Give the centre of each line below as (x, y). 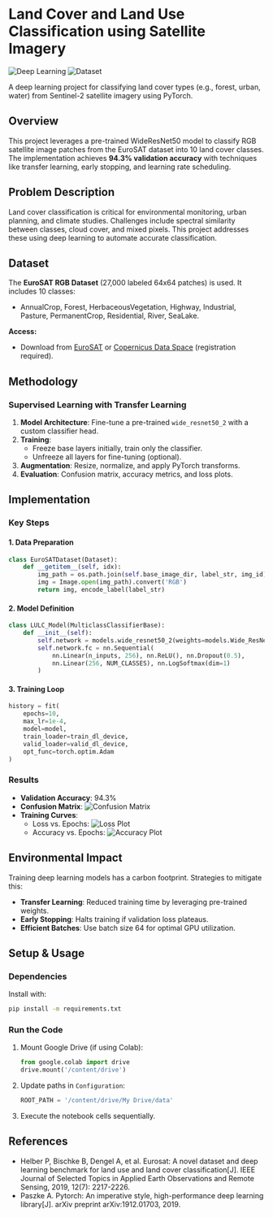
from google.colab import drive (75, 1063)
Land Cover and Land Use (97, 14)
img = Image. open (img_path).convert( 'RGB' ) (112, 582)
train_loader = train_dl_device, (76, 737)
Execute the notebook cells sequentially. (88, 1116)
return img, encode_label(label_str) (101, 590)
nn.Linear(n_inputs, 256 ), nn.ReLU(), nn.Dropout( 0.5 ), (148, 655)
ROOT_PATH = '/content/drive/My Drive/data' (97, 1101)
